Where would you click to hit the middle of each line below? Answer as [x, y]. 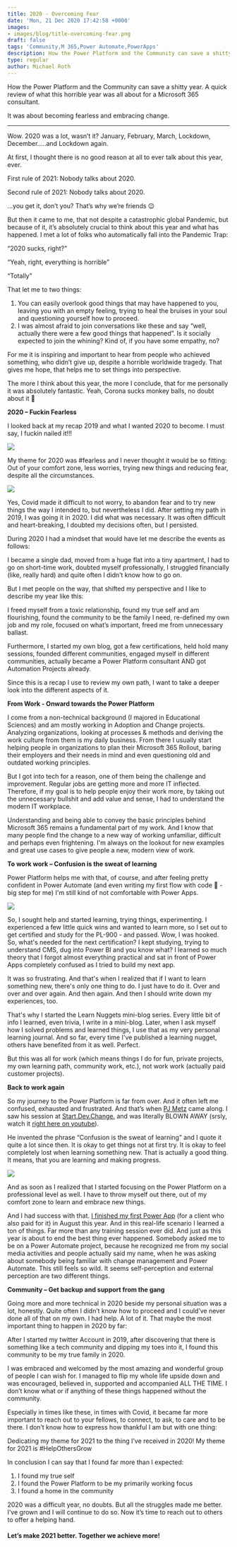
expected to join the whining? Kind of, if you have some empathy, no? [119, 341]
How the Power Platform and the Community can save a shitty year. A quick [117, 86]
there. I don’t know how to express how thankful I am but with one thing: [112, 1427]
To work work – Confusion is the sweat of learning [82, 864]
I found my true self [46, 1475]
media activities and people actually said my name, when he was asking [112, 1253]
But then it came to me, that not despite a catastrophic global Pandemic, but [118, 219]
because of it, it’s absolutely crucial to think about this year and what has [113, 227]
